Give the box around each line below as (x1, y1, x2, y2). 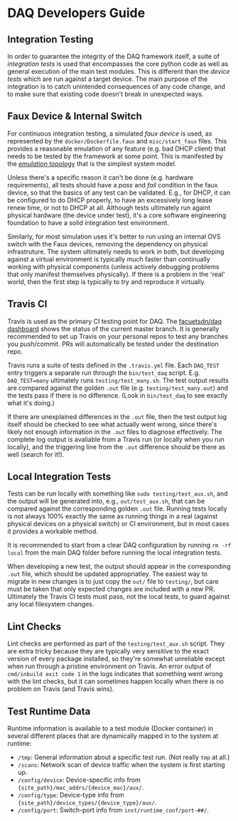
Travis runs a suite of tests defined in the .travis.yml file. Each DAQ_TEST (7, 361, 220, 369)
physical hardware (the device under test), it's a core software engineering (7, 211, 227, 219)
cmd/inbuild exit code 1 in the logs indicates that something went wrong (7, 670, 223, 678)
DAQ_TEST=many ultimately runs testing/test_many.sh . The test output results (7, 376, 229, 384)
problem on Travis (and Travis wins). (7, 685, 114, 693)
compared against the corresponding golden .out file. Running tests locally (7, 504, 227, 513)
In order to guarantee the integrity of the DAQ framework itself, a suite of (7, 52, 220, 60)
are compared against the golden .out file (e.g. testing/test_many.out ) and (7, 384, 229, 392)
